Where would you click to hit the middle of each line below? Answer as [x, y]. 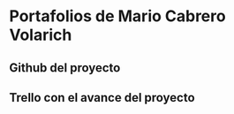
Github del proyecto [65, 68]
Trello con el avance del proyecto [102, 98]
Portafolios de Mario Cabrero [118, 16]
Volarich [41, 35]
